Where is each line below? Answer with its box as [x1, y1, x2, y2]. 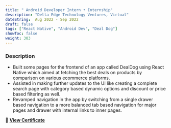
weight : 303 [5, 36, 31, 41]
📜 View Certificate [5, 117, 45, 123]
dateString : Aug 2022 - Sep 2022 [5, 17, 79, 22]
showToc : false [5, 31, 38, 36]
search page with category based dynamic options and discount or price [12, 86, 166, 92]
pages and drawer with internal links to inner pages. [12, 107, 123, 113]
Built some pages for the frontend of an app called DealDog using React [12, 64, 164, 70]
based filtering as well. [12, 91, 61, 97]
